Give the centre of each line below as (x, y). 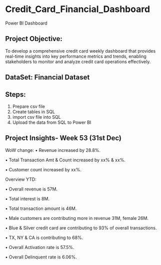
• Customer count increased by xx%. (43, 169)
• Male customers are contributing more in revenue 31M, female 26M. (77, 218)
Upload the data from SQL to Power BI (52, 122)
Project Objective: (34, 39)
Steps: (15, 94)
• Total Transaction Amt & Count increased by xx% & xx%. (65, 160)
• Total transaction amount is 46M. (41, 208)
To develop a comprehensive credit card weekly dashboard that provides (80, 51)
